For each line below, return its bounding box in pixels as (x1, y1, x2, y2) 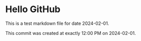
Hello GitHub (5, 4, 61, 15)
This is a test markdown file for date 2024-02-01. (5, 20, 109, 26)
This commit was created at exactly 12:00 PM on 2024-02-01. (5, 30, 136, 36)
